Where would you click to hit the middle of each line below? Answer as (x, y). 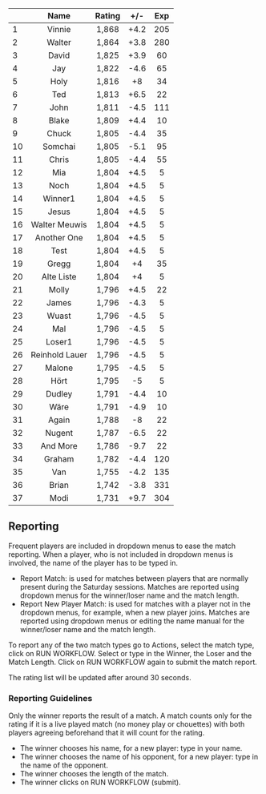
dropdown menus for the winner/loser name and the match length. (129, 595)
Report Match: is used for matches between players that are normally (134, 578)
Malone (59, 368)
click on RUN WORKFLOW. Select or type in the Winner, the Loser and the (130, 653)
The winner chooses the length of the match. (94, 774)
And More (59, 446)
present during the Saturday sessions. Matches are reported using (129, 586)
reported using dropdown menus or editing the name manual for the (132, 621)
